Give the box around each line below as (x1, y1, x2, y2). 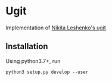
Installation (5, 41, 48, 52)
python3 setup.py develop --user (5, 69, 89, 75)
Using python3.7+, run (5, 57, 61, 64)
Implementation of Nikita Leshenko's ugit (5, 24, 107, 31)
